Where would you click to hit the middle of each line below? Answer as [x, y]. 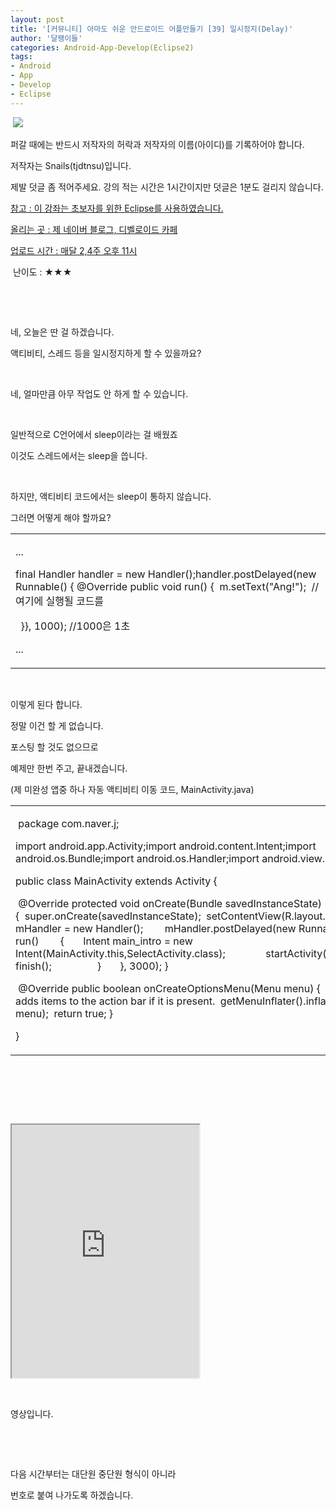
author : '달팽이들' [46, 38]
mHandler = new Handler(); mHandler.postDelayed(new [156, 928]
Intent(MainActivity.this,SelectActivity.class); [120, 953]
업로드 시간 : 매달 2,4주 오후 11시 [74, 250]
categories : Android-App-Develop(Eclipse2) [102, 47]
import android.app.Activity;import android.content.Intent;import [166, 846]
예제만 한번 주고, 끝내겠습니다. [69, 768]
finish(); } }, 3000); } [92, 966]
